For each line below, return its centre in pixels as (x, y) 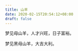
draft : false (18, 19)
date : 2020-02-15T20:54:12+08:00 (39, 14)
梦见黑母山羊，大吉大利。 (31, 44)
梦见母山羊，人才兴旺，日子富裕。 (39, 33)
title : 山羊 (16, 10)
